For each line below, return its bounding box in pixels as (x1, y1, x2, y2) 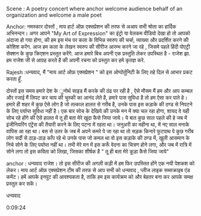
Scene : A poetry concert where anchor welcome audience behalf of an (6, 5, 183, 12)
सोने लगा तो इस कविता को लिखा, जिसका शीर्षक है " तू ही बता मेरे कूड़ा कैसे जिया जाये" (6, 148, 169, 155)
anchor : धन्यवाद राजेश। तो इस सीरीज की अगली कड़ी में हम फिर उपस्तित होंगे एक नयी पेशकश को (6, 160, 195, 167)
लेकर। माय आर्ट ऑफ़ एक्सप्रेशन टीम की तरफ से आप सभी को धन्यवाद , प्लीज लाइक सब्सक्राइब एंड (6, 167, 190, 174)
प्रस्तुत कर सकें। (6, 180, 38, 187)
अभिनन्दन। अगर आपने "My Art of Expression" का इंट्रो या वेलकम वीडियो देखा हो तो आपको (6, 30, 190, 36)
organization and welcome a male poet (6, 11, 102, 19)
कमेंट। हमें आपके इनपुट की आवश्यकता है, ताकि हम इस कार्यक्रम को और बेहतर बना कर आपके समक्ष (6, 174, 193, 180)
